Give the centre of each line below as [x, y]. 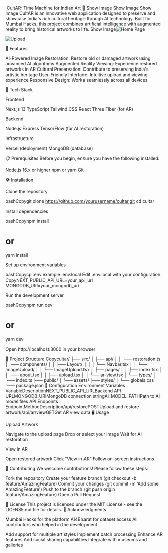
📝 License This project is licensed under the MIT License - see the [74, 504]
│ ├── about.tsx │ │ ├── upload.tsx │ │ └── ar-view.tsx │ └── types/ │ [81, 375]
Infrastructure [19, 138]
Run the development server [35, 295]
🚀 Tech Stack [19, 90]
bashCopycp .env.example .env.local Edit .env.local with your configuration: [83, 274]
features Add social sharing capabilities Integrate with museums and [76, 539]
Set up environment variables [36, 265]
